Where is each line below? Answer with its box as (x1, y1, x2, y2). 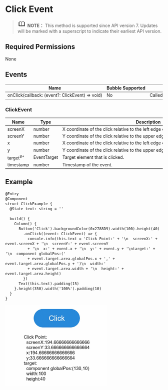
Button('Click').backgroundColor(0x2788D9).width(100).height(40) (18, 226, 160, 232)
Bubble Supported (106, 85, 146, 91)
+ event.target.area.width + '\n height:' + (27, 266, 124, 272)
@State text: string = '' (9, 206, 64, 212)
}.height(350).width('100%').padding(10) (14, 286, 101, 292)
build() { (9, 216, 30, 222)
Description (135, 119, 161, 125)
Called (149, 92, 163, 98)
